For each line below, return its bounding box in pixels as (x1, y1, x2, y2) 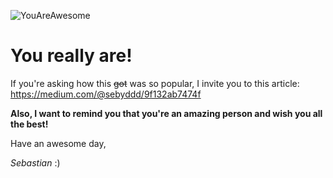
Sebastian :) (10, 156, 61, 169)
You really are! (10, 45, 133, 67)
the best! (10, 118, 49, 130)
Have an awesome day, (10, 137, 107, 149)
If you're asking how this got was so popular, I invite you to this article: (10, 77, 300, 89)
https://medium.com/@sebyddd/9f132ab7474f (10, 88, 202, 100)
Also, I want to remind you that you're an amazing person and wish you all (10, 107, 323, 119)
